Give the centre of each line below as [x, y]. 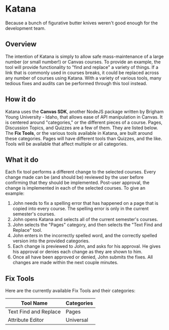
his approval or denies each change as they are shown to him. [77, 252]
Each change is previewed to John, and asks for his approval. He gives [87, 246]
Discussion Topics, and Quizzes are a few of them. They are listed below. [82, 128]
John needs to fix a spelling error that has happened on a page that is [86, 203]
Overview [21, 44]
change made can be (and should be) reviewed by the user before [74, 177]
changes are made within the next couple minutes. [65, 263]
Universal [77, 320]
